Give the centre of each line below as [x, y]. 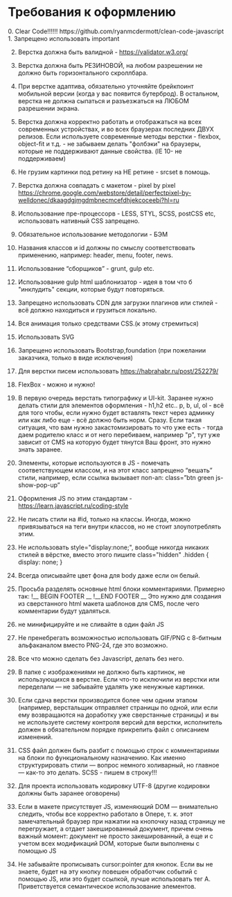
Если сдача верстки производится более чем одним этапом [108, 700]
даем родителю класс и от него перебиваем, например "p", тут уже [119, 434]
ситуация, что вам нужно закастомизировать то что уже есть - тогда [121, 427]
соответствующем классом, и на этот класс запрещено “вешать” [115, 470]
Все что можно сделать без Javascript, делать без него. [101, 658]
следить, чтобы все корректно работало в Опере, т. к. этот [105, 814]
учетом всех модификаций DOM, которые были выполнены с [109, 843]
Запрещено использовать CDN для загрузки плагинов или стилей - [118, 303]
